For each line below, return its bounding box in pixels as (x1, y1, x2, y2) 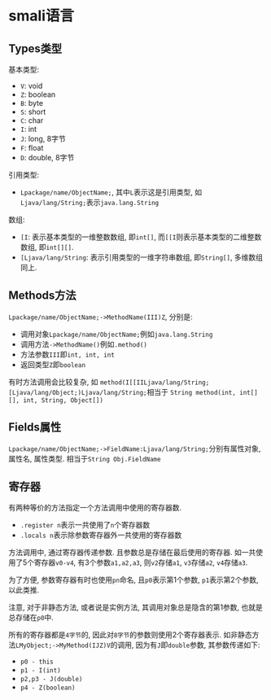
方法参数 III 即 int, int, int (20, 349, 116, 359)
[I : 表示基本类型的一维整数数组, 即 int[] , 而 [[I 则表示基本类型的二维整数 (20, 232, 262, 242)
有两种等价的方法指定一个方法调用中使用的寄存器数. (8, 503, 182, 513)
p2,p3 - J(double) (20, 676, 83, 684)
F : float (20, 143, 44, 152)
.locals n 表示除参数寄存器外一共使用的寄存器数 (20, 530, 182, 540)
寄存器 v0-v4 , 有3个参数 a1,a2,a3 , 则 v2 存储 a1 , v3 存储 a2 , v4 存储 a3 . (33, 558, 248, 567)
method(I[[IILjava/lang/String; (99, 378, 210, 387)
